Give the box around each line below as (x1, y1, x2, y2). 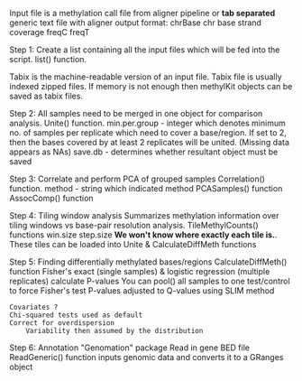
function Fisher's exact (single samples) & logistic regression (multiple (9, 266, 270, 276)
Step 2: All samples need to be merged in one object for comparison (9, 108, 263, 118)
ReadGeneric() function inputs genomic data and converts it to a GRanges (9, 352, 284, 362)
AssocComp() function (9, 193, 94, 203)
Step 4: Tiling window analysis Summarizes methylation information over (9, 210, 279, 220)
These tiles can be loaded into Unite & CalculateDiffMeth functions (9, 239, 257, 249)
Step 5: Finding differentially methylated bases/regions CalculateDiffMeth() (9, 256, 288, 267)
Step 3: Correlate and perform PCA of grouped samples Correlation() (9, 173, 266, 184)
